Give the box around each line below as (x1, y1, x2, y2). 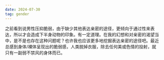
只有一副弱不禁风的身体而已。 (5, 49, 65, 56)
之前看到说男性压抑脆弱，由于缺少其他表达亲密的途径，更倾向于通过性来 (5, 25, 150, 31)
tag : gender (5, 12, 29, 16)
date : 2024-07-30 (5, 7, 41, 12)
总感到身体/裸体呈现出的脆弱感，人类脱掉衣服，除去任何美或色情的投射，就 (5, 44, 157, 49)
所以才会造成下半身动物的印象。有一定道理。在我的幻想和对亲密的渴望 (13, 31, 155, 37)
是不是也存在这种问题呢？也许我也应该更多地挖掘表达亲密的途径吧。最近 (13, 37, 159, 44)
